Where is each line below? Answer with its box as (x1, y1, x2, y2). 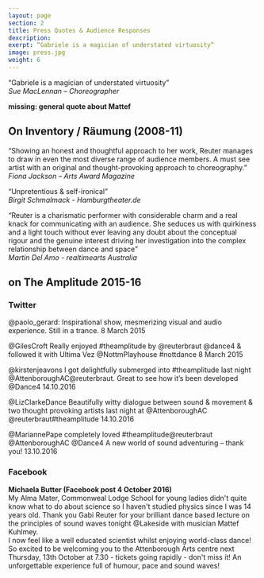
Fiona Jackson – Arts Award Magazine (8, 171, 135, 180)
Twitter (8, 300, 37, 310)
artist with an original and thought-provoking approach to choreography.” (8, 162, 247, 172)
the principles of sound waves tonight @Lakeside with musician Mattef (8, 518, 239, 528)
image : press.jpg (8, 48, 66, 56)
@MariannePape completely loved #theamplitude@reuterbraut (8, 430, 213, 440)
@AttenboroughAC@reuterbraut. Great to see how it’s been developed (8, 374, 239, 383)
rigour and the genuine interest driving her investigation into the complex (8, 235, 247, 245)
